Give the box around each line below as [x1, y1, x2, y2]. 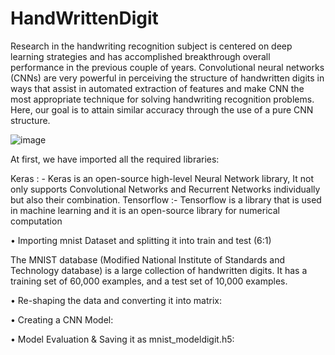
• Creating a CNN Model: [10, 313, 114, 326]
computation [10, 215, 63, 227]
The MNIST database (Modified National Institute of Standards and [10, 253, 285, 266]
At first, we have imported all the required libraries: [10, 153, 220, 165]
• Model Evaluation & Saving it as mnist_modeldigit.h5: [10, 333, 235, 345]
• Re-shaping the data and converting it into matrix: [10, 294, 222, 306]
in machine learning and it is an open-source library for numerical [10, 204, 280, 216]
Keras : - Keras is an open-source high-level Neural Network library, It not [10, 172, 315, 184]
